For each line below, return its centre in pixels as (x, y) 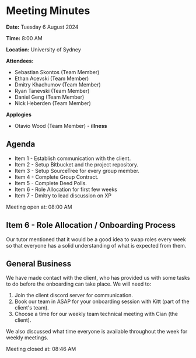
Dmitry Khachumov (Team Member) (57, 84)
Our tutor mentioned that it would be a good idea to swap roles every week (96, 239)
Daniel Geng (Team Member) (49, 97)
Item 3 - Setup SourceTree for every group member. (77, 171)
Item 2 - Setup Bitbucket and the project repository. (76, 164)
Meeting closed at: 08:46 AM (41, 349)
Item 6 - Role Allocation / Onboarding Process (91, 225)
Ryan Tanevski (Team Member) (52, 91)
